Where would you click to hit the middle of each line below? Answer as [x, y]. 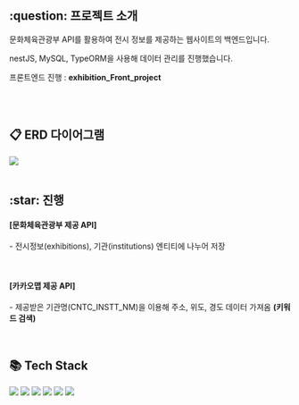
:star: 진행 [37, 201]
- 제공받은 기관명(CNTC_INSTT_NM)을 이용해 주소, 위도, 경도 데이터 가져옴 [140, 308]
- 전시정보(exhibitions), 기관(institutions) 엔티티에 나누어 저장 [117, 246]
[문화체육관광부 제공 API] [53, 224]
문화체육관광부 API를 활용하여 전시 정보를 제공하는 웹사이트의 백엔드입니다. [140, 39]
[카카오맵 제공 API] [42, 285]
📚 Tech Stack [49, 365]
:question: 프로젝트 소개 [74, 16]
